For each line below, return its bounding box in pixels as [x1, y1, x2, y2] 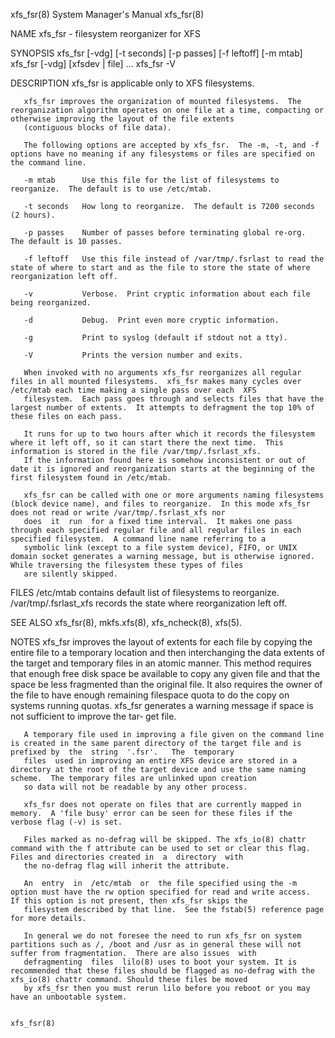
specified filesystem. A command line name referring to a [10, 534, 267, 544]
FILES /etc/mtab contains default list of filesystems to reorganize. [10, 587, 280, 598]
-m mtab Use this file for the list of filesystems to [23, 175, 280, 185]
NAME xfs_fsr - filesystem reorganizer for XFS [10, 28, 201, 39]
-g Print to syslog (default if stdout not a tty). [23, 333, 288, 343]
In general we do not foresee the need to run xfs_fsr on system [23, 931, 302, 941]
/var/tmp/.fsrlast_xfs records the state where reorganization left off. [10, 597, 288, 609]
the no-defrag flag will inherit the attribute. [23, 861, 230, 871]
